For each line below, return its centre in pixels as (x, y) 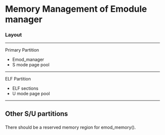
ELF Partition (18, 79)
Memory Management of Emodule (76, 9)
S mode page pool (31, 65)
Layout (14, 35)
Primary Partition (22, 50)
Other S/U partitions (37, 114)
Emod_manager (28, 59)
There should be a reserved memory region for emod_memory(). (70, 127)
